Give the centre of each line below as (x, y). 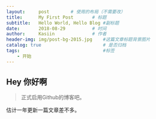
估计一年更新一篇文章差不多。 (43, 110)
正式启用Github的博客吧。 (53, 97)
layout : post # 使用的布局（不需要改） (66, 12)
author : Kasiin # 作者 (56, 34)
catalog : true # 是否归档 (66, 45)
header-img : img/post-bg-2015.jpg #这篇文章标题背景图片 (78, 39)
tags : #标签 (61, 51)
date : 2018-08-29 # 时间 (56, 28)
